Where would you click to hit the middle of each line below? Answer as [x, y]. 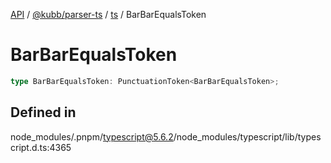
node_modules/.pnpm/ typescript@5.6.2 [92, 136]
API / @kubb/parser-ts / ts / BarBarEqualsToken [108, 14]
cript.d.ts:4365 [41, 147]
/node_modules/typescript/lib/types [247, 136]
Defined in [43, 112]
